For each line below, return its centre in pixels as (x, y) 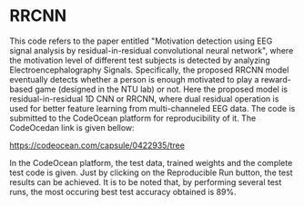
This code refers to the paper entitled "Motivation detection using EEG (141, 41)
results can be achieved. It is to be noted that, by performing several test (146, 181)
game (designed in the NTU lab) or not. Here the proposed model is (162, 89)
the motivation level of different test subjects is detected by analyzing (140, 60)
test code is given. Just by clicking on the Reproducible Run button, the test (151, 172)
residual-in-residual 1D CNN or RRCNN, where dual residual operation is (144, 98)
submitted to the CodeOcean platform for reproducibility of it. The (133, 118)
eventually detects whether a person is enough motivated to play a (134, 79)
